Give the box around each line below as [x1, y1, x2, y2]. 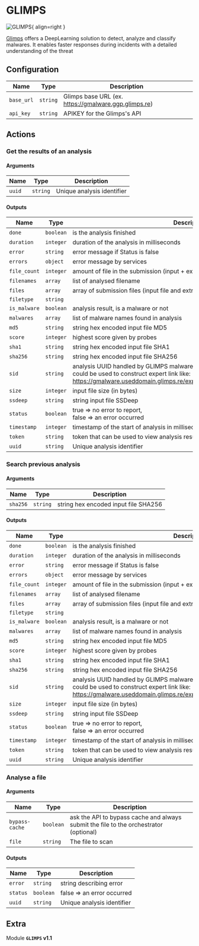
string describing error [60, 879, 123, 888]
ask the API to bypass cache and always [70, 813, 182, 821]
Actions [6, 129, 36, 140]
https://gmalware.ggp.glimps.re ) [63, 99, 153, 107]
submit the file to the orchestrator [70, 820, 163, 828]
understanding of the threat [6, 47, 73, 54]
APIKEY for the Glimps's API [63, 109, 142, 118]
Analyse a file [6, 773, 46, 782]
